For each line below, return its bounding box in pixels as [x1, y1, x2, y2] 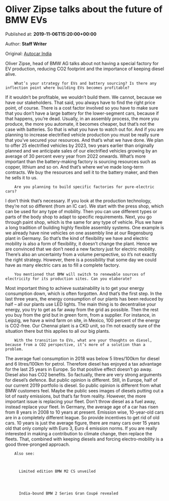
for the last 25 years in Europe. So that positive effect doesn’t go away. [5, 366, 153, 372]
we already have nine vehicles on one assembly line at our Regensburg [5, 230, 153, 236]
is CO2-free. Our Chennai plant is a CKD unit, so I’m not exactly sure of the [5, 322, 160, 329]
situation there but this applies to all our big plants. [5, 328, 110, 334]
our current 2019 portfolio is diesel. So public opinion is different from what [5, 382, 161, 388]
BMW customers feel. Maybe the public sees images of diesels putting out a [5, 387, 164, 393]
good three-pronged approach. [5, 441, 70, 447]
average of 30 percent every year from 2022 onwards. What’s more [5, 153, 146, 159]
